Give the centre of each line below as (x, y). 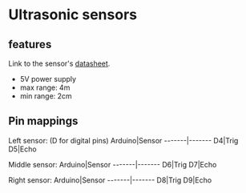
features (30, 44)
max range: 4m (45, 87)
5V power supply (48, 79)
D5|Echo (23, 149)
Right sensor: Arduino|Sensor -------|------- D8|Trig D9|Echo (110, 180)
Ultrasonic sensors (73, 15)
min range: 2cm (46, 96)
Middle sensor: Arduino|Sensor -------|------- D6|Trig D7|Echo (113, 164)
